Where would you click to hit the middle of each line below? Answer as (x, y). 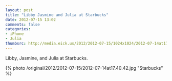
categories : (18, 29)
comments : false (23, 24)
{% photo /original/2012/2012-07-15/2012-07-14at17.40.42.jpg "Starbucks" (84, 68)
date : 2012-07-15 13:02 (31, 19)
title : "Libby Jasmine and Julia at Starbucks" (57, 15)
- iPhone (15, 34)
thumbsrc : (16, 44)
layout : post (19, 10)
